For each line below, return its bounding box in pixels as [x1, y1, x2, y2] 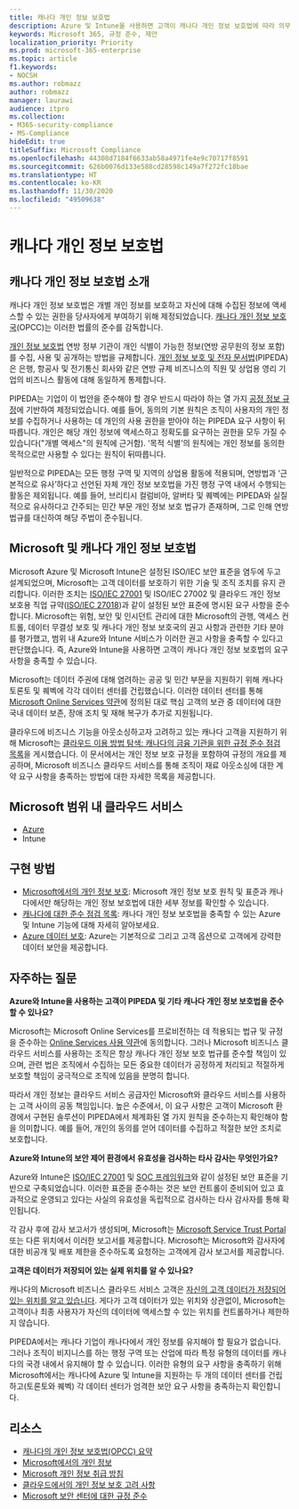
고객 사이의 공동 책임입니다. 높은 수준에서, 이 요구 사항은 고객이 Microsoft [18, 1100, 274, 1111]
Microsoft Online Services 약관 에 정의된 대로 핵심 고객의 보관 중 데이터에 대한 [9, 696, 282, 707]
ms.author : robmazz [9, 79, 82, 88]
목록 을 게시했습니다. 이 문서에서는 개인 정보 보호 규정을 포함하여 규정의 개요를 [9, 749, 278, 759]
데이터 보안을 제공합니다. [21, 942, 109, 953]
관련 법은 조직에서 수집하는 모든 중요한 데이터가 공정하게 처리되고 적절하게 [28, 1059, 285, 1070]
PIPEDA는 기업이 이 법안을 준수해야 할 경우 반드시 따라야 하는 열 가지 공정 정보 [9, 393, 280, 403]
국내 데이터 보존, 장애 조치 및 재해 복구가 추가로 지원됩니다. [9, 707, 214, 718]
